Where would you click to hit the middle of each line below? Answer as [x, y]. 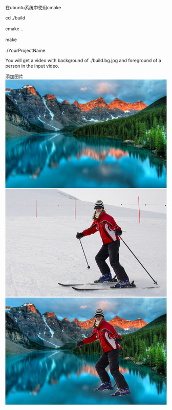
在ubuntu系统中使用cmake [33, 7]
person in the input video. [33, 66]
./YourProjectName [26, 51]
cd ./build [15, 18]
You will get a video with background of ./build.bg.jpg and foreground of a [83, 60]
